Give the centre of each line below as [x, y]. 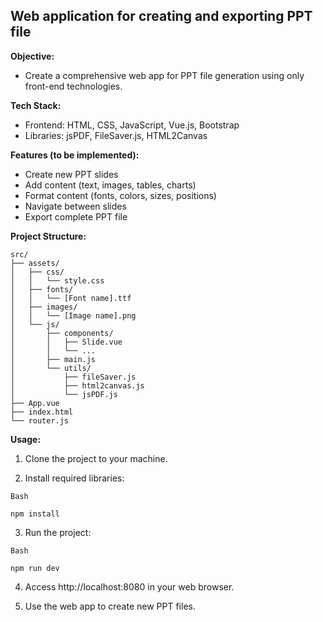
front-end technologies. [73, 86]
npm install [35, 514]
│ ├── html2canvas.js [77, 385]
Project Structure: [48, 236]
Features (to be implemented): [75, 155]
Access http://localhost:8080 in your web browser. [129, 586]
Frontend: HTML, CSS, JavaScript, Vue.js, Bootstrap [132, 125]
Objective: [32, 56]
